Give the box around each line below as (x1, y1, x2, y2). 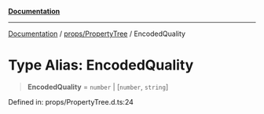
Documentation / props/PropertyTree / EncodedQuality (8, 29, 186, 38)
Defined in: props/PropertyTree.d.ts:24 (8, 97, 134, 106)
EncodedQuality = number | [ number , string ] (27, 82, 169, 91)
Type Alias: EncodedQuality (8, 56, 194, 74)
